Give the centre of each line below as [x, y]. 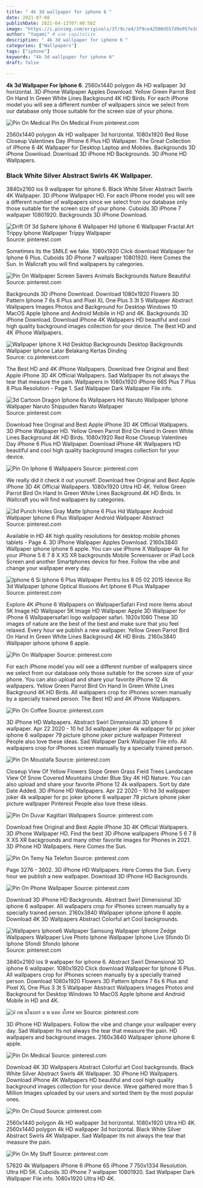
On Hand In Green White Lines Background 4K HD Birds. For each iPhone [97, 98]
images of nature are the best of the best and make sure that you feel [92, 623]
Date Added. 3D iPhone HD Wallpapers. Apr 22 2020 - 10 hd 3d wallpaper [98, 791]
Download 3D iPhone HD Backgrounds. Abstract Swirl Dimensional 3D [94, 900]
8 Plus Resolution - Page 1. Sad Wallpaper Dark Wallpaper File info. [89, 388]
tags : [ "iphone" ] [28, 51]
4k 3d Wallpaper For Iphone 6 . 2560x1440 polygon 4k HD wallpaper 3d [96, 85]
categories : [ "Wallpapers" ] [42, 46]
